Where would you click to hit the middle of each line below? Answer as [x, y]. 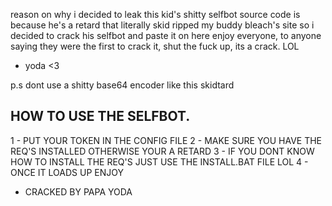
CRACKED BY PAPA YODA [78, 191]
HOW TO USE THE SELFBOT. [100, 116]
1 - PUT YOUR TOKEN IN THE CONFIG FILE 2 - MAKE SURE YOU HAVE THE [166, 140]
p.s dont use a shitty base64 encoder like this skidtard [122, 85]
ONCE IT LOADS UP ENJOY [67, 172]
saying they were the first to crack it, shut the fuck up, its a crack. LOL [155, 46]
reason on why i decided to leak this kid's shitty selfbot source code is [155, 14]
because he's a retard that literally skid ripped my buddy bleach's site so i [162, 25]
